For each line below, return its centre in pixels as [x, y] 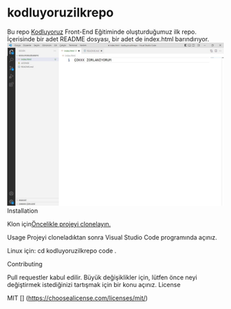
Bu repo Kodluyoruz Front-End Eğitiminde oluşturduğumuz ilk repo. [102, 32]
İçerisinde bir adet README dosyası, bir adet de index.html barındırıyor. [108, 39]
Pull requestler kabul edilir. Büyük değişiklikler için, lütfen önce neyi [102, 277]
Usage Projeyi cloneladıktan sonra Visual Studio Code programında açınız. [112, 237]
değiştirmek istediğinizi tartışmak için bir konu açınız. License [94, 284]
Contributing [25, 264]
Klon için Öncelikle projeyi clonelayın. [59, 224]
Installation [23, 211]
